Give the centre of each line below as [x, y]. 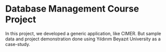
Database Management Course [72, 9]
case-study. [18, 44]
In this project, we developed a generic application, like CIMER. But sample [83, 33]
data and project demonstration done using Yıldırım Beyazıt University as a [83, 39]
